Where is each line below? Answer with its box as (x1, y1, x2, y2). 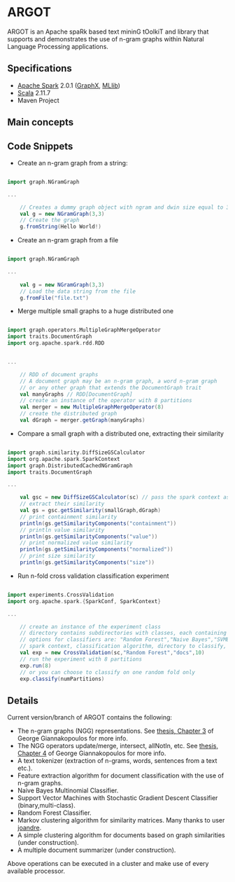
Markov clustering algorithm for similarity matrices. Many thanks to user (17, 816, 225, 825)
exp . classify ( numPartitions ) (20, 675, 105, 682)
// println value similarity (20, 526, 105, 533)
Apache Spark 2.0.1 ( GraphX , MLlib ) (17, 81, 121, 90)
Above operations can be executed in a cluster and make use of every (7, 860, 209, 868)
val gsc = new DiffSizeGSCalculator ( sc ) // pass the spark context (20, 494, 220, 501)
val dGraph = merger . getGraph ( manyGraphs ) (20, 417, 145, 424)
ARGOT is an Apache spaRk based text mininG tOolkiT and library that (7, 27, 209, 36)
